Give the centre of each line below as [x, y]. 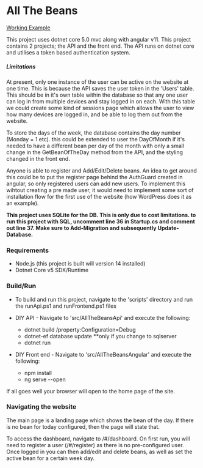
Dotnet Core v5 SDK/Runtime [52, 270]
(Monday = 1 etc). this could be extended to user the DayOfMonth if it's [95, 139]
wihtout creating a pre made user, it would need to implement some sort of [100, 190]
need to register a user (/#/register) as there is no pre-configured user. [95, 445]
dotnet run [37, 343]
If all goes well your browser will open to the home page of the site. [91, 391]
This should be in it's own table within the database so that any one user [97, 95]
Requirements [28, 250]
